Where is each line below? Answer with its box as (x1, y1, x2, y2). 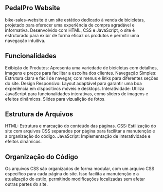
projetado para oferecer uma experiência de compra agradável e (5, 22, 135, 28)
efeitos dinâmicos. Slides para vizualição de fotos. (5, 96, 106, 102)
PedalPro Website (5, 4, 60, 12)
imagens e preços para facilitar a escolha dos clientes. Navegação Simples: (5, 70, 157, 76)
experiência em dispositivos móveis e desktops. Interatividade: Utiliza (5, 85, 145, 91)
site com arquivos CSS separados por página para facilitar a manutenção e (5, 128, 156, 134)
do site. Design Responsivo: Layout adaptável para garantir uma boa (5, 80, 142, 86)
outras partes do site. (5, 181, 48, 187)
